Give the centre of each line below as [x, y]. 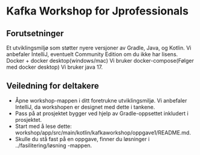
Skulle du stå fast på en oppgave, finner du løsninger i [82, 139]
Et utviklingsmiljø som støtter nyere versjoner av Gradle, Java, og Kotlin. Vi [99, 48]
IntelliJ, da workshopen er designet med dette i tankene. [85, 107]
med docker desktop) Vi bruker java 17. [55, 67]
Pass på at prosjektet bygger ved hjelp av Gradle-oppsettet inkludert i [102, 113]
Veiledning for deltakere [53, 86]
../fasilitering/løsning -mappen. [53, 145]
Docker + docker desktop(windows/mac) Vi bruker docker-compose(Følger [100, 61]
